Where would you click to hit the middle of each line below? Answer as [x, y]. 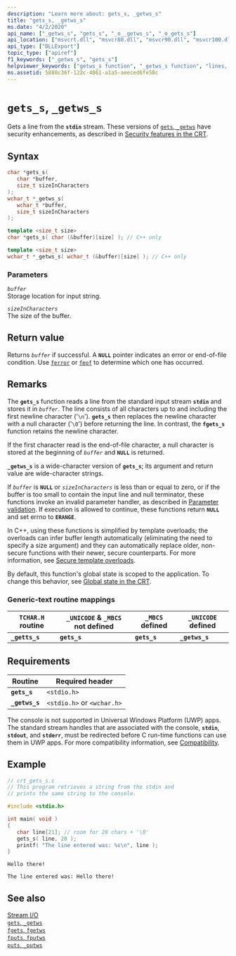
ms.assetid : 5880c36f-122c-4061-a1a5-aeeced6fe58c [83, 72]
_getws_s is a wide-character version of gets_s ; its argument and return [110, 466]
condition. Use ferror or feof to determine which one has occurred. [106, 362]
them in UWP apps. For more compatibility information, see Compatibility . [113, 742]
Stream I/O [23, 915]
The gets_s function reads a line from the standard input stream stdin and [114, 401]
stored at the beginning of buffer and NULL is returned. [86, 452]
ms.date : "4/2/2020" [38, 27]
